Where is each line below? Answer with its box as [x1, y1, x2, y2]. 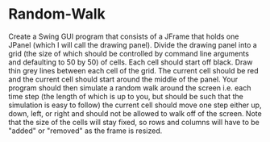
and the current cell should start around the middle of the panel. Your [8, 74, 239, 84]
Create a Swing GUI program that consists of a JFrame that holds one [8, 31, 239, 41]
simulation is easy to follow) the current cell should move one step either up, [8, 100, 262, 110]
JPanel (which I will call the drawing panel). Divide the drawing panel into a [8, 40, 258, 49]
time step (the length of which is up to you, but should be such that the [8, 91, 243, 101]
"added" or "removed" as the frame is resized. [8, 126, 163, 136]
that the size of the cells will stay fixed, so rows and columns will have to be [8, 117, 260, 127]
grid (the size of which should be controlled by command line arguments [8, 48, 250, 58]
